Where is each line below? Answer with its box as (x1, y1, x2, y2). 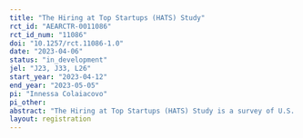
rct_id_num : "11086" (9, 30, 88, 39)
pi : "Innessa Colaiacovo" (9, 89, 107, 98)
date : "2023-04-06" (9, 47, 84, 56)
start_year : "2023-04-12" (9, 73, 107, 82)
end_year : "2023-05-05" (9, 81, 100, 90)
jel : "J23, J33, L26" (9, 64, 92, 74)
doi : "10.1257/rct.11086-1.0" (9, 38, 125, 48)
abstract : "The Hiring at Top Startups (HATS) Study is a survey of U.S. (9, 106, 296, 115)
